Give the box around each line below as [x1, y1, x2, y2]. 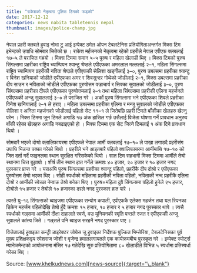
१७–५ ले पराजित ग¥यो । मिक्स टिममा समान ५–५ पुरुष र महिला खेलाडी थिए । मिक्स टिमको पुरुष [6, 54, 185, 62]
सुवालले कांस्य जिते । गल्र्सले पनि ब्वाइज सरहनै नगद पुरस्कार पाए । [6, 217, 131, 224]
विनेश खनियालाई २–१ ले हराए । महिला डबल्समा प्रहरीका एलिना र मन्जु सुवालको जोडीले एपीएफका [6, 101, 185, 108]
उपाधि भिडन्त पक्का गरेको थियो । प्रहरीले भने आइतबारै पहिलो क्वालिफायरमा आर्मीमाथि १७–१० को [6, 145, 185, 153]
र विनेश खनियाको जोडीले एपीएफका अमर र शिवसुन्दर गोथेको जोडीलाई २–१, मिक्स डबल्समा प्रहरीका [6, 74, 188, 81]
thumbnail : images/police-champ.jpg [6, 25, 96, 31]
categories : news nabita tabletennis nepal [6, 19, 115, 25]
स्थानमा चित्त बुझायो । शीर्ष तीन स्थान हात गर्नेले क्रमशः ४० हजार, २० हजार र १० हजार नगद [6, 159, 176, 166]
